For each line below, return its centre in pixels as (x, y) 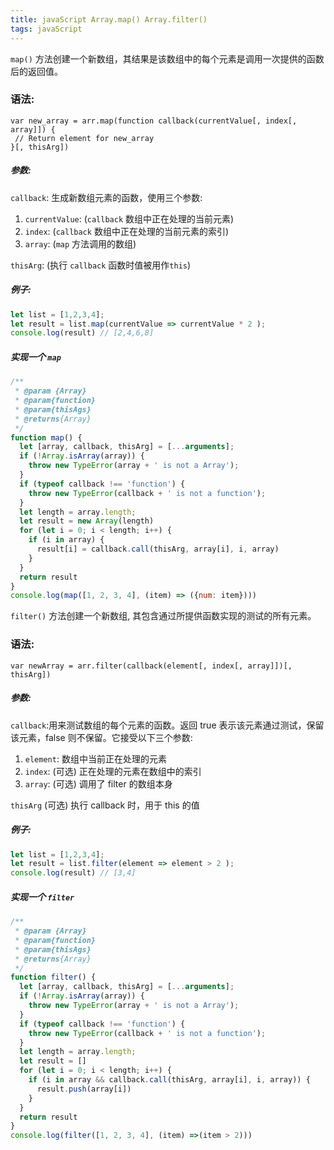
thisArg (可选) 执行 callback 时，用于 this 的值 (105, 805)
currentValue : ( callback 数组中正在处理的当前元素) (129, 218)
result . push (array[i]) (84, 1089)
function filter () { (53, 977)
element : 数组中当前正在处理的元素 (95, 758)
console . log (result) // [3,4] (73, 873)
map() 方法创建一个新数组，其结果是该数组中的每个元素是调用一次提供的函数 (167, 58)
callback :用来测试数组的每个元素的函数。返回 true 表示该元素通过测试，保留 (167, 725)
